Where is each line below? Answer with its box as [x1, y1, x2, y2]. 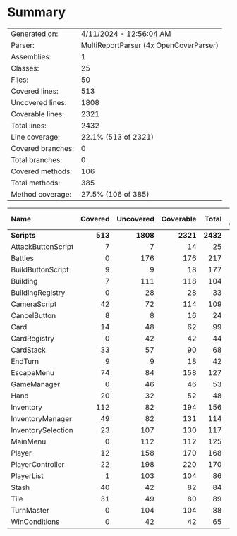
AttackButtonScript [11, 241, 74, 251]
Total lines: [11, 121, 47, 130]
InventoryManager [11, 413, 73, 423]
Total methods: [11, 178, 61, 188]
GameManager [11, 379, 61, 389]
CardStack [11, 345, 46, 355]
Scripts [11, 230, 36, 240]
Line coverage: [11, 132, 60, 142]
